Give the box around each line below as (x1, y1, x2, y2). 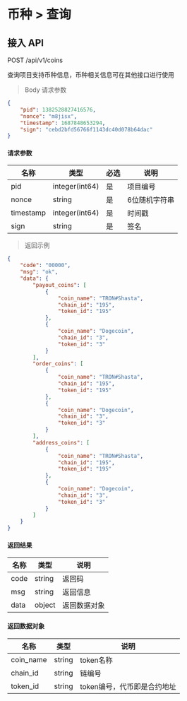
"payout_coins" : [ (32, 281, 87, 288)
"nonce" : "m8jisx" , (20, 112, 78, 120)
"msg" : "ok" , (20, 269, 59, 276)
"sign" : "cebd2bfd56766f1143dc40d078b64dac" (20, 126, 153, 133)
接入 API (7, 37, 44, 49)
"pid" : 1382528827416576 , (20, 106, 97, 113)
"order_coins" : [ (32, 360, 83, 367)
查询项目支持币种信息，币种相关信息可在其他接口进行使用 (7, 71, 174, 78)
